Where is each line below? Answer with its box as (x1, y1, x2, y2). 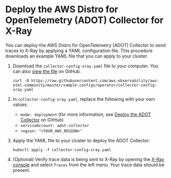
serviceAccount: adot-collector (20, 123, 89, 128)
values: (12, 101, 28, 108)
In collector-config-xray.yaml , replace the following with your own (12, 96, 155, 102)
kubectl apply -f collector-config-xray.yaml (12, 147, 111, 152)
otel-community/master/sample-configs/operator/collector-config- (12, 83, 157, 88)
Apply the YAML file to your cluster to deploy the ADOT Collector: (12, 137, 151, 143)
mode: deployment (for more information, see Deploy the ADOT (20, 111, 152, 117)
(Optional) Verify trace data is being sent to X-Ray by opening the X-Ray (12, 156, 164, 162)
